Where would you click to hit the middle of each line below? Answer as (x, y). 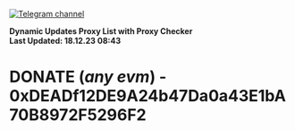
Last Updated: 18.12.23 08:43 (65, 41)
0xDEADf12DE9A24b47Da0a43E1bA (147, 96)
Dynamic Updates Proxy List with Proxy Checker (101, 31)
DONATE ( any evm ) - (88, 77)
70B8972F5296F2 (78, 115)
